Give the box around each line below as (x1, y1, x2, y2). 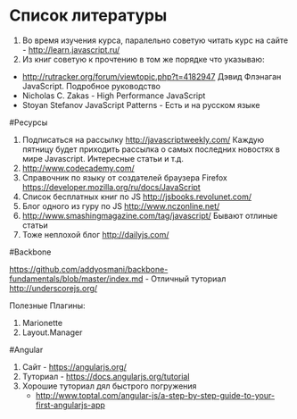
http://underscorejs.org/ (9, 282, 98, 293)
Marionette (21, 317, 63, 328)
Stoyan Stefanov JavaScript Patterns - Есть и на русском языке (21, 99, 260, 110)
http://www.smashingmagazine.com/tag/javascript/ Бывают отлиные (21, 210, 278, 221)
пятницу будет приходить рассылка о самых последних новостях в (21, 144, 281, 155)
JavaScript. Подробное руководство (21, 80, 161, 91)
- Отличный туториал (144, 273, 227, 284)
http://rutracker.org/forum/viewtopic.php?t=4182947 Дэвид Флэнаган (21, 71, 282, 81)
